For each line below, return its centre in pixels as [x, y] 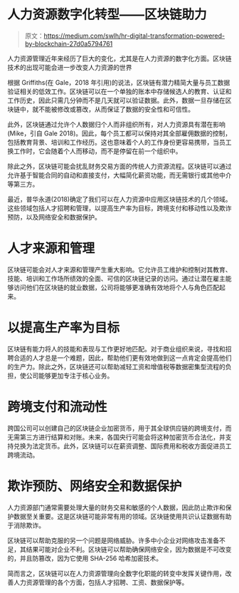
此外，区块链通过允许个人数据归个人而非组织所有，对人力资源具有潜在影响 [116, 124]
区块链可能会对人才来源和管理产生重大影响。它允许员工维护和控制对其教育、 [119, 269]
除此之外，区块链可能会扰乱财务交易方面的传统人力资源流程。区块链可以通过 [119, 166]
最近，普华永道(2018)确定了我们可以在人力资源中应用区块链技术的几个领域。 [119, 199]
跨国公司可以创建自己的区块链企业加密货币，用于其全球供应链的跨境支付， [116, 428]
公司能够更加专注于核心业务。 [70, 376]
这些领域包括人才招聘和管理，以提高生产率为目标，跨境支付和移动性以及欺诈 [119, 208]
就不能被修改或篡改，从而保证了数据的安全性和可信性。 [113, 109]
